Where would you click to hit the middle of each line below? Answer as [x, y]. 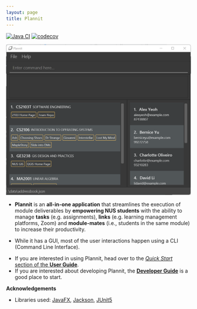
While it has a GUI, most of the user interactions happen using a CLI [96, 241]
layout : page [22, 12]
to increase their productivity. [50, 230]
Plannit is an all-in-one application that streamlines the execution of [98, 204]
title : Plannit [25, 19]
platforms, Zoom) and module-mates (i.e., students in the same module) [102, 223]
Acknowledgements [31, 288]
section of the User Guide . [47, 265]
